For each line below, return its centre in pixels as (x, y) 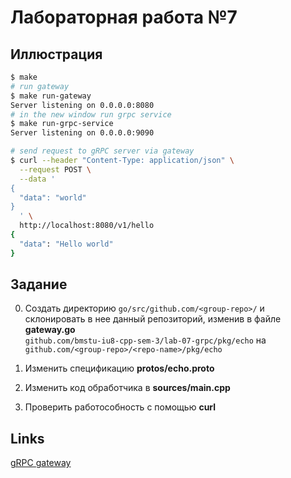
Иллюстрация (56, 54)
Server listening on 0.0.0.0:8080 (82, 105)
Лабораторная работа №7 (124, 17)
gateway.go (50, 330)
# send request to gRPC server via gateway (102, 151)
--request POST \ (55, 169)
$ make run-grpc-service (62, 124)
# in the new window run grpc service (91, 114)
